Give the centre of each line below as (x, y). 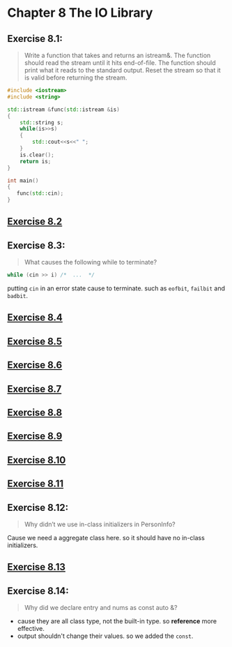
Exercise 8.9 (35, 437)
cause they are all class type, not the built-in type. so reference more (117, 621)
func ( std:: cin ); (40, 193)
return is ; (36, 161)
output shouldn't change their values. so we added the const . (105, 636)
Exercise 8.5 (35, 341)
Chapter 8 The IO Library (80, 13)
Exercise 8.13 (37, 567)
